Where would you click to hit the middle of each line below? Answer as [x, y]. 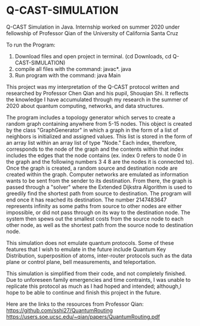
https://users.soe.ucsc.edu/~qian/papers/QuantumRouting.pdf [83, 316]
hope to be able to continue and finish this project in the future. [84, 292]
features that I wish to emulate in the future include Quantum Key [86, 249]
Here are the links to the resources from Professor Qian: [75, 304]
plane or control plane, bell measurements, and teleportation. [81, 262]
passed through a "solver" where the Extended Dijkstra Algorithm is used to [99, 187]
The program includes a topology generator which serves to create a [91, 117]
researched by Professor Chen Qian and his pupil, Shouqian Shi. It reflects [98, 93]
